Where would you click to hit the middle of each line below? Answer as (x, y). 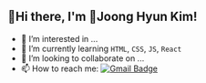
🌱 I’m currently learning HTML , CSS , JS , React (101, 48)
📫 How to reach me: (60, 68)
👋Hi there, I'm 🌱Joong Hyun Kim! (103, 17)
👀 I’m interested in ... (59, 38)
